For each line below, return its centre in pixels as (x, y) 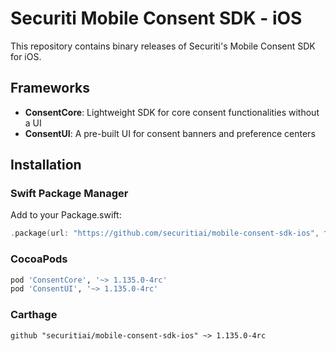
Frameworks (50, 88)
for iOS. (26, 56)
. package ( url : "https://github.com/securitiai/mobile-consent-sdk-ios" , (165, 233)
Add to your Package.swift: (66, 215)
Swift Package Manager (69, 194)
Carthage (34, 315)
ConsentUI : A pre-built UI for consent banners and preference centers (170, 133)
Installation (46, 165)
